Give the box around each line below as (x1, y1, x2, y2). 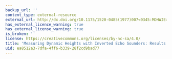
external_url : (5, 17, 36, 22)
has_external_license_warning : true (5, 27, 83, 32)
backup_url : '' (5, 7, 38, 13)
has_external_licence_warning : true (5, 22, 83, 27)
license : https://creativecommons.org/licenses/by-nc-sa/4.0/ (5, 36, 141, 42)
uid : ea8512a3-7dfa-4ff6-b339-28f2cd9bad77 (5, 46, 100, 51)
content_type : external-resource (5, 12, 77, 17)
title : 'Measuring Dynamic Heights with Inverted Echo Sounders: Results (5, 41, 166, 46)
